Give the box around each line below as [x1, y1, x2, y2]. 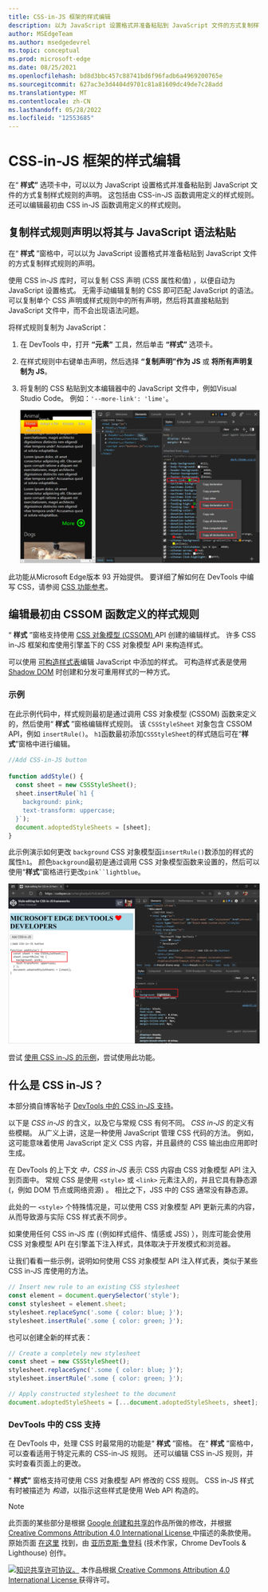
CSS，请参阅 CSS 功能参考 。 [17, 582, 113, 591]
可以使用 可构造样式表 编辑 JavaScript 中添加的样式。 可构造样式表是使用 [8, 657, 247, 667]
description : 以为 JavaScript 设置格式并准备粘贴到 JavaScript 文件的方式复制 [8, 21, 254, 30]
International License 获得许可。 [8, 1575, 114, 1585]
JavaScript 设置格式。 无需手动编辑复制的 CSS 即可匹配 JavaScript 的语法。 [8, 285, 258, 295]
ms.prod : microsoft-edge [8, 55, 91, 63]
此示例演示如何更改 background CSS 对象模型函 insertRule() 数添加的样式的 [8, 847, 254, 857]
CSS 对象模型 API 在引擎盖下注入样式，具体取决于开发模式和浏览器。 [8, 1239, 235, 1249]
